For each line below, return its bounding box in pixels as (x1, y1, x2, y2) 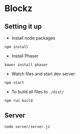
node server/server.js (4, 124, 50, 129)
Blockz (4, 3, 33, 14)
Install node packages (11, 35, 56, 41)
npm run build (4, 98, 33, 103)
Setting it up (4, 22, 42, 31)
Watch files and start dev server (11, 71, 75, 77)
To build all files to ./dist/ (11, 89, 65, 95)
